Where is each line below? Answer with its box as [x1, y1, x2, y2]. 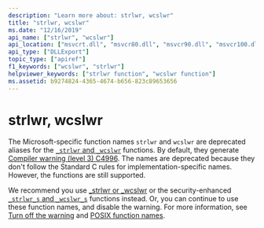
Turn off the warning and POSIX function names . [8, 211, 166, 220]
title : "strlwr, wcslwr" [8, 19, 90, 27]
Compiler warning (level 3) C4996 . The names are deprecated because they [8, 154, 255, 164]
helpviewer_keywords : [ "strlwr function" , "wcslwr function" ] [8, 70, 216, 78]
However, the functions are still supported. [8, 171, 146, 180]
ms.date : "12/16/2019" [8, 26, 82, 34]
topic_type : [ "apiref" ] [8, 56, 86, 64]
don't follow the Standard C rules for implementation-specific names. [8, 162, 233, 171]
